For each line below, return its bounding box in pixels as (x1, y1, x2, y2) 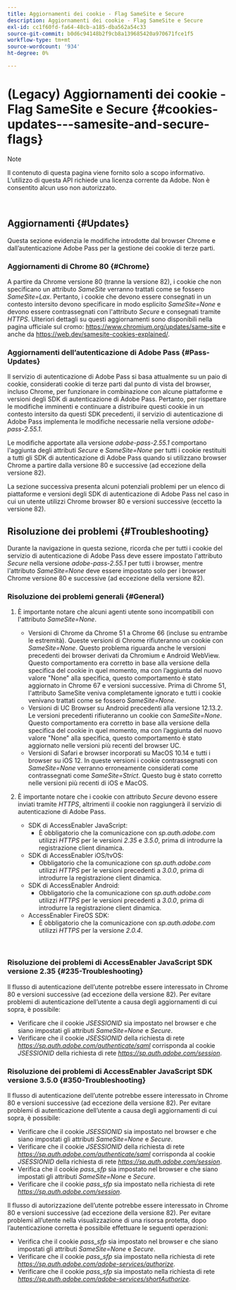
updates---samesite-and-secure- (7, 117, 210, 133)
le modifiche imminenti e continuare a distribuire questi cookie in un (7, 402, 204, 411)
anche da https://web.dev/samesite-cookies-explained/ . (7, 330, 170, 338)
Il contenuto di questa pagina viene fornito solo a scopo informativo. (7, 168, 206, 177)
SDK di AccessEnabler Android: (27, 881, 120, 890)
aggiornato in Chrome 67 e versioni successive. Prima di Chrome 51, (27, 681, 227, 690)
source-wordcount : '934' (7, 43, 80, 50)
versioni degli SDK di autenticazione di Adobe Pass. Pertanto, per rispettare (7, 395, 227, 403)
